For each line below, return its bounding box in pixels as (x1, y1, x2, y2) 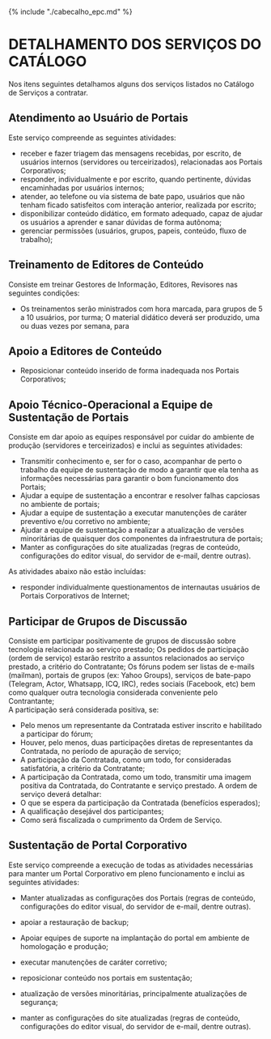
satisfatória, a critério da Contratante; (19, 764, 146, 773)
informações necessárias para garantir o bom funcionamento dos (19, 474, 239, 483)
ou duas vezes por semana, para (19, 321, 129, 330)
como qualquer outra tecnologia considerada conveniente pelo (8, 688, 218, 697)
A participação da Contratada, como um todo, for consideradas (19, 755, 232, 764)
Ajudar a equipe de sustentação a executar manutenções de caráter (19, 508, 248, 517)
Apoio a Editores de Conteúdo (8, 344, 163, 358)
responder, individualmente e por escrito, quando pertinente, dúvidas (19, 174, 252, 184)
